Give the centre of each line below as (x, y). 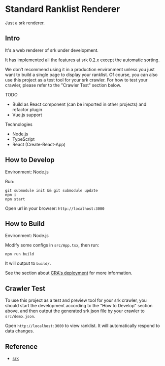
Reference (21, 346)
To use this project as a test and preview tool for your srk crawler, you (76, 300)
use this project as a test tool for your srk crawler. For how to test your (76, 80)
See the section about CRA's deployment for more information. (69, 273)
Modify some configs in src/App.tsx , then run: (52, 245)
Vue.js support (27, 115)
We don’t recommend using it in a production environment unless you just (80, 69)
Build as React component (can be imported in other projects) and (79, 104)
